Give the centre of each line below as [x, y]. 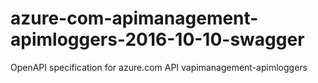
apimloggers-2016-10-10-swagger [157, 39]
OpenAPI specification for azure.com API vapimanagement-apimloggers [159, 67]
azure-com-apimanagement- [134, 18]
